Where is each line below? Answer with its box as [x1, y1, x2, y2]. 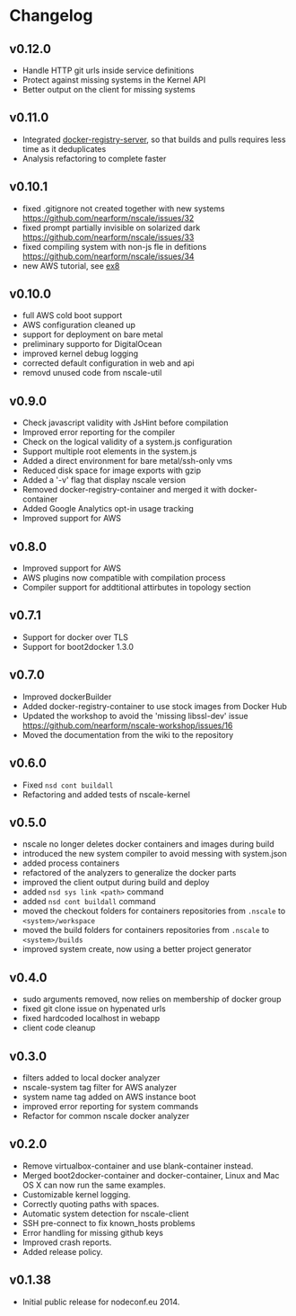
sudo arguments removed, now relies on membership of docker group [22, 994, 282, 1005]
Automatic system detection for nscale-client [22, 1208, 189, 1219]
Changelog [9, 5, 93, 26]
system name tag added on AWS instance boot [22, 1091, 196, 1102]
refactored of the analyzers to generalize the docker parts [22, 867, 237, 878]
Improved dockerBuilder [22, 691, 112, 702]
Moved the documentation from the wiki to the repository [22, 729, 234, 740]
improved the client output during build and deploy [22, 877, 210, 888]
